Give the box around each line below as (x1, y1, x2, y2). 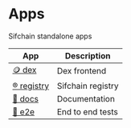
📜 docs (12, 93, 39, 104)
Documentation (56, 93, 115, 104)
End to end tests (56, 106, 119, 117)
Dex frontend (56, 66, 107, 77)
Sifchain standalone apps (8, 31, 92, 41)
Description (64, 50, 111, 61)
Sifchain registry (56, 80, 119, 91)
